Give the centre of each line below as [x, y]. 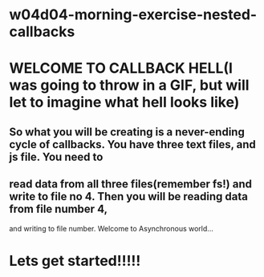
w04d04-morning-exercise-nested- [133, 15]
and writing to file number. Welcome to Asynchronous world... [111, 228]
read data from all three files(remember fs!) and [130, 185]
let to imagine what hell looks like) [124, 102]
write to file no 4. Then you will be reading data [128, 197]
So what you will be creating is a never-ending [127, 132]
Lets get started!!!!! [75, 261]
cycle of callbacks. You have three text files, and [132, 145]
